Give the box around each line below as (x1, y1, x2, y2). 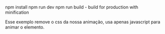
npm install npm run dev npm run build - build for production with (5, 4, 139, 10)
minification (5, 9, 29, 15)
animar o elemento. (5, 24, 45, 30)
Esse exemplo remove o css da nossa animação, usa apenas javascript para (5, 19, 161, 25)
